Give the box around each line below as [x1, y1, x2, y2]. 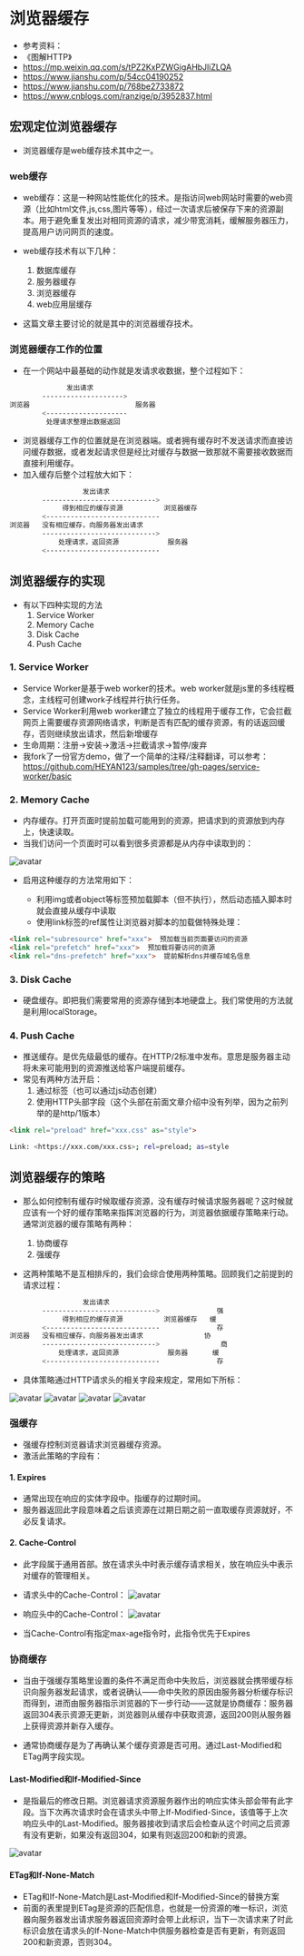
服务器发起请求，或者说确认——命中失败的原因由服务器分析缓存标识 [38, 1686, 293, 1697]
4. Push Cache [9, 1029, 75, 1042]
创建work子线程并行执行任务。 [70, 693, 185, 704]
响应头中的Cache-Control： [22, 1608, 127, 1619]
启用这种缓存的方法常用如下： [22, 875, 134, 886]
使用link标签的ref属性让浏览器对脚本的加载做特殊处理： [35, 917, 243, 928]
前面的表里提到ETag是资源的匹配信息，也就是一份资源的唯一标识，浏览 [22, 1902, 289, 1913]
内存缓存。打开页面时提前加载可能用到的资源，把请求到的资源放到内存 [22, 815, 286, 826]
